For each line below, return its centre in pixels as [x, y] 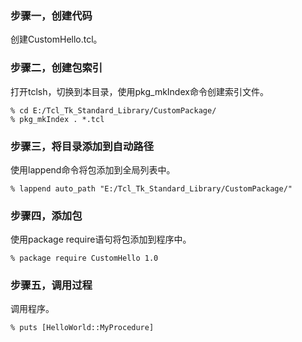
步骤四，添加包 [46, 215]
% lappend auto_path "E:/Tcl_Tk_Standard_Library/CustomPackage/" [151, 188]
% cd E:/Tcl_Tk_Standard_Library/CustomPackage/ [113, 110]
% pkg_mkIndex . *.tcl [57, 119]
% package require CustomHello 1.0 [84, 258]
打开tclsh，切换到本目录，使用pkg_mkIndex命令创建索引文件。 [139, 91]
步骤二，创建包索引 [56, 68]
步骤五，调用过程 [51, 285]
